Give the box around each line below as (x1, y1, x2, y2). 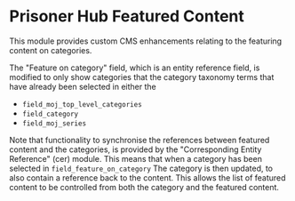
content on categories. (9, 44, 92, 55)
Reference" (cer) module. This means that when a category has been (9, 153, 262, 164)
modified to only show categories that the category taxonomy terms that (9, 71, 275, 82)
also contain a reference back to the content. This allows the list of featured (9, 172, 286, 183)
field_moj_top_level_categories (21, 100, 142, 109)
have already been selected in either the (9, 81, 157, 92)
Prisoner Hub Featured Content (9, 6, 244, 27)
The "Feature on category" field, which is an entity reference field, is (9, 62, 260, 73)
